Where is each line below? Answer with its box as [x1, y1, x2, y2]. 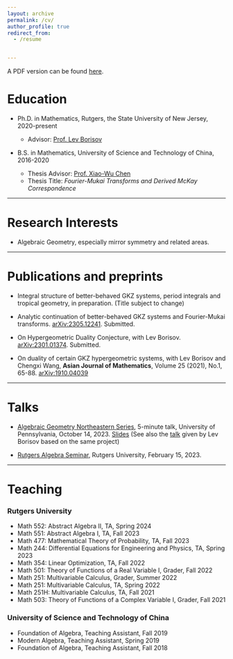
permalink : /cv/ [7, 17, 54, 24]
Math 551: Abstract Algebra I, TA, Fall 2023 [17, 529, 140, 538]
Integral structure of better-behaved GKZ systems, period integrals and [17, 291, 221, 300]
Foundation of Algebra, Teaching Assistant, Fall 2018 [17, 643, 168, 652]
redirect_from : [7, 29, 51, 37]
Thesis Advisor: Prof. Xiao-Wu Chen [27, 169, 131, 178]
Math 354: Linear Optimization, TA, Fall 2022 [17, 559, 146, 567]
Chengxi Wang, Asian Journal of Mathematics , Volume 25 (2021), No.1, [17, 361, 223, 370]
